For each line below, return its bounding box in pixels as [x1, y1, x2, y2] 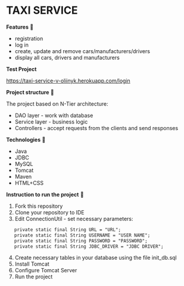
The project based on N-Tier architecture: [6, 100, 108, 107]
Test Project [6, 65, 37, 72]
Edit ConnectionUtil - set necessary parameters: [14, 215, 133, 222]
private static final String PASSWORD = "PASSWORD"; [14, 238, 148, 244]
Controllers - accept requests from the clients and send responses [14, 124, 179, 131]
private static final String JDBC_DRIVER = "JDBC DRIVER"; [14, 243, 164, 250]
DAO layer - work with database [14, 112, 93, 119]
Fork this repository [14, 202, 63, 210]
